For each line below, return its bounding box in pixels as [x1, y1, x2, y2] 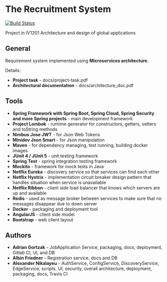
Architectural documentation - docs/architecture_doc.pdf [12, 82, 134, 88]
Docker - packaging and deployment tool [12, 206, 98, 212]
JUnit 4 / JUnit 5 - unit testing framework [12, 153, 98, 159]
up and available [12, 190, 47, 196]
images [12, 147, 28, 153]
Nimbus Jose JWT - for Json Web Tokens [12, 131, 100, 137]
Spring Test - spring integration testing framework [12, 158, 117, 164]
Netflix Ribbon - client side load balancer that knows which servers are [12, 184, 160, 191]
